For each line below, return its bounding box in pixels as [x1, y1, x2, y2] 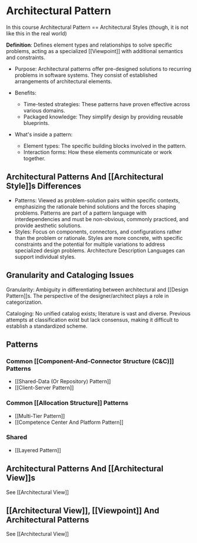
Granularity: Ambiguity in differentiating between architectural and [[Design [6, 286, 189, 293]
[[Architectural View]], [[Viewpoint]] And [6, 506, 160, 516]
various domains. [23, 107, 66, 114]
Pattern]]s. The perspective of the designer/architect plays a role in [6, 292, 169, 299]
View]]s [6, 473, 36, 483]
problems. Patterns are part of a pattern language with [14, 209, 147, 216]
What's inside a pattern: [14, 131, 73, 138]
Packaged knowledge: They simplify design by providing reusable [23, 113, 183, 120]
